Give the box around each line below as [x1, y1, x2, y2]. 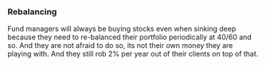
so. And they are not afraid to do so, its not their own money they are [7, 41, 233, 50]
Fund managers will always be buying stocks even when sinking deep [7, 24, 237, 34]
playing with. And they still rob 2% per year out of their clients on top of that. [7, 49, 259, 59]
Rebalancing [7, 6, 57, 17]
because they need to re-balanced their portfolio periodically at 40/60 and [7, 32, 252, 42]
